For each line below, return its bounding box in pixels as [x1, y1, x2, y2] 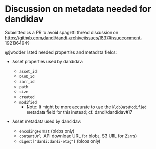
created [19, 94, 35, 100]
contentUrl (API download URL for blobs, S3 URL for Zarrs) [19, 133, 137, 139]
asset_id [19, 69, 37, 74]
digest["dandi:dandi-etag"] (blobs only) [19, 138, 101, 144]
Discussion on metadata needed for [5, 3, 151, 15]
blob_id [19, 74, 35, 79]
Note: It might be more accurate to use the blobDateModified [26, 104, 147, 110]
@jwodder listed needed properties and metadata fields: [5, 49, 117, 55]
